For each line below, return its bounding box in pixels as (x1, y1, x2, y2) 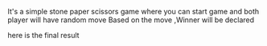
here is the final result (7, 31, 80, 40)
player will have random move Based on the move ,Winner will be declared (7, 15, 255, 25)
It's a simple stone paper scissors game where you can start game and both (7, 7, 260, 16)
